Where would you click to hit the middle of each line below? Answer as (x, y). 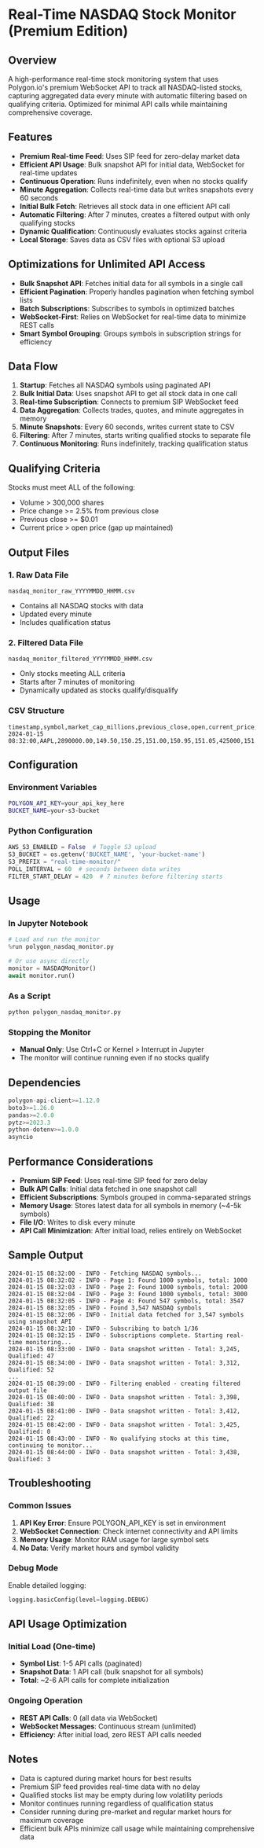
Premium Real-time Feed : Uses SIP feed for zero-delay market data (130, 156)
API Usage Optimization (68, 1624)
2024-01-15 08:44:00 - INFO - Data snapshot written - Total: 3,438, (125, 1452)
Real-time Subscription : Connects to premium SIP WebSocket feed (129, 402)
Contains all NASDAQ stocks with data (81, 605)
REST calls (37, 325)
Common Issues (40, 1505)
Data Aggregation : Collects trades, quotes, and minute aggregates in (132, 410)
